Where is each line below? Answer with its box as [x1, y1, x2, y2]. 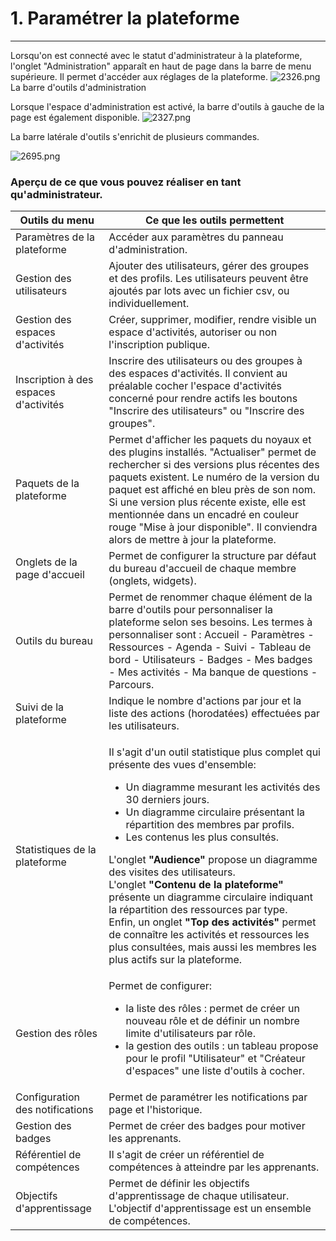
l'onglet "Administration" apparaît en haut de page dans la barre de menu [10, 60, 312, 72]
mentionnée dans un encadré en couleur [108, 508, 300, 522]
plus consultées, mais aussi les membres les [108, 940, 317, 954]
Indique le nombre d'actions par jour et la [108, 694, 302, 708]
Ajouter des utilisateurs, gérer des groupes [108, 259, 310, 273]
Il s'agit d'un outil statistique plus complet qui [108, 745, 321, 759]
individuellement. [108, 297, 190, 311]
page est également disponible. [10, 111, 140, 123]
